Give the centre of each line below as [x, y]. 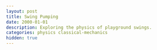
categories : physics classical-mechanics [57, 33]
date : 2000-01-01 [27, 22]
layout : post [22, 11]
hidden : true [22, 38]
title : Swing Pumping [32, 17]
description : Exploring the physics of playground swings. [79, 27]
